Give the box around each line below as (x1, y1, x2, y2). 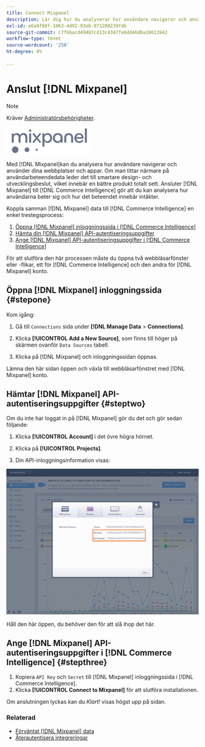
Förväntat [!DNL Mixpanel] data (15, 727, 95, 735)
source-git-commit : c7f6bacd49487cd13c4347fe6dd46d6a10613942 (6, 29, 168, 35)
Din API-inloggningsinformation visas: (15, 457, 110, 464)
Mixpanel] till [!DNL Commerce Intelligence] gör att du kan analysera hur (6, 186, 189, 194)
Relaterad (6, 713, 36, 722)
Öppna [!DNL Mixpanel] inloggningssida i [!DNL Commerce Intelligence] (15, 223, 196, 230)
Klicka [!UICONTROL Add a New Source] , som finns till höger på (15, 334, 178, 342)
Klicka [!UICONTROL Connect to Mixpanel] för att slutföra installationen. (15, 686, 198, 694)
